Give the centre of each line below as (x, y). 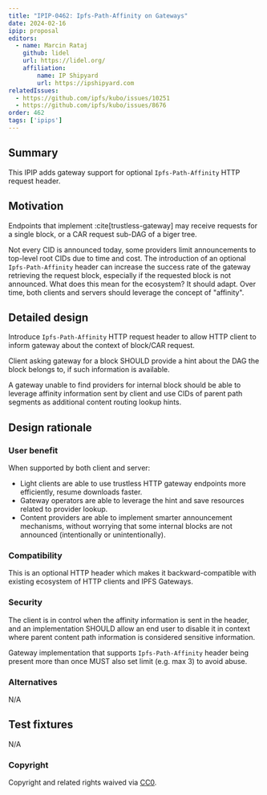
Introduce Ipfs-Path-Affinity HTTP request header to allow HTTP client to (132, 337)
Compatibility (35, 555)
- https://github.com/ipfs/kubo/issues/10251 (93, 98)
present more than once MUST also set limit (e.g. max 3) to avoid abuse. (128, 661)
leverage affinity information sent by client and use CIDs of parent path (125, 394)
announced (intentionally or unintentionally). (93, 535)
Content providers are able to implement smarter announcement (126, 518)
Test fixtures (41, 725)
